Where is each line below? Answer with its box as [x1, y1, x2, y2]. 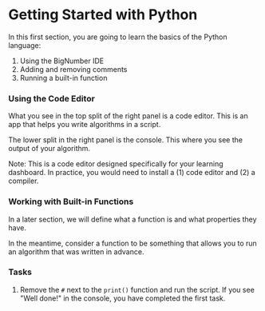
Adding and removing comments [19, 64, 128, 74]
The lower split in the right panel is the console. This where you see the [8, 135, 243, 145]
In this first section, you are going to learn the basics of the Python [8, 32, 227, 42]
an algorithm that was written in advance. [8, 246, 144, 257]
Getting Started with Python [8, 6, 198, 24]
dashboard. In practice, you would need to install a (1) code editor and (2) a [8, 168, 255, 177]
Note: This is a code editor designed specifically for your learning [8, 159, 223, 169]
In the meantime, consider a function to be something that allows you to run [8, 238, 257, 248]
